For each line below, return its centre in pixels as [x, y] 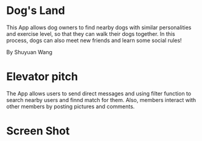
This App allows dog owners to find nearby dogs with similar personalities [99, 27]
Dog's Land [36, 11]
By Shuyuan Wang [30, 52]
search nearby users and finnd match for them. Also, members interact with [101, 100]
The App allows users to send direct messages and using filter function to [99, 93]
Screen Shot [38, 131]
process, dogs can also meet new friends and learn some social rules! [94, 40]
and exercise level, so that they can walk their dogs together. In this [91, 33]
